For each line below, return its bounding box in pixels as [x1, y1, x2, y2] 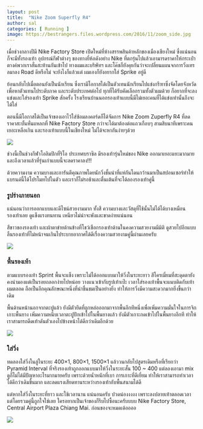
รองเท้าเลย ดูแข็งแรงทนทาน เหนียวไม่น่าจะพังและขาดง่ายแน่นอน [7, 212, 133, 219]
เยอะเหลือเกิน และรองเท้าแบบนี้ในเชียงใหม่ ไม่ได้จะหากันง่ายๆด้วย [7, 126, 135, 134]
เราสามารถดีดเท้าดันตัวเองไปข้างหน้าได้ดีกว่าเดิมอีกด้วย [7, 317, 114, 324]
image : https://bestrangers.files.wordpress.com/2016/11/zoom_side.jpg [7, 31, 191, 38]
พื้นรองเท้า [7, 258, 31, 266]
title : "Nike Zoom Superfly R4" [7, 15, 91, 21]
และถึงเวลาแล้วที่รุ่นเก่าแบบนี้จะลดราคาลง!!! [7, 157, 92, 164]
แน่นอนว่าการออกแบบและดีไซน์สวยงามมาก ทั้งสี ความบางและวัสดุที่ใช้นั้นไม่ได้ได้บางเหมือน [7, 205, 186, 212]
